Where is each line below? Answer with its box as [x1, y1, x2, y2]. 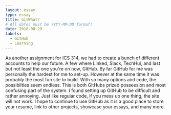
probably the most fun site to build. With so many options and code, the [5, 76, 157, 82]
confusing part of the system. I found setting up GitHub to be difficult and [5, 87, 160, 94]
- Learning [10, 41, 33, 46]
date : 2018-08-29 [5, 27, 42, 32]
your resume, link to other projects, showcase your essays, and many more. [5, 103, 165, 110]
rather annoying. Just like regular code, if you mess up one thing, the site [5, 93, 160, 99]
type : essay [5, 12, 31, 17]
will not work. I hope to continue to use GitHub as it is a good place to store [5, 98, 164, 104]
